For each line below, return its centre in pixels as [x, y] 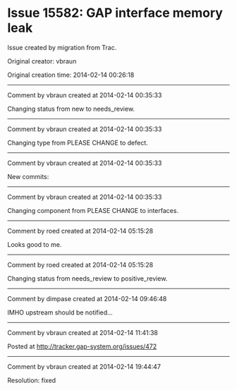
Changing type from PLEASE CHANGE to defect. [78, 142]
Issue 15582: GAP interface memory [115, 13]
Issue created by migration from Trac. [62, 47]
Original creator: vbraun [42, 61]
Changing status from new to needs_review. [71, 109]
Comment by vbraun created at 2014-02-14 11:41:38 [83, 332]
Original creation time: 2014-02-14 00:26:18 [71, 75]
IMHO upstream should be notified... [60, 312]
